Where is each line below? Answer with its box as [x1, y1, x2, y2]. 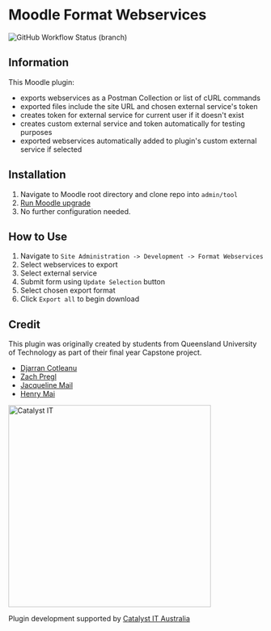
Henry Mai [19, 389, 55, 399]
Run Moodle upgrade [19, 198, 91, 208]
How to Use [8, 229, 68, 243]
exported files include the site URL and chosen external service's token [19, 101, 258, 111]
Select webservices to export [19, 260, 119, 270]
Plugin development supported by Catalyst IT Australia [8, 614, 190, 624]
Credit [8, 318, 40, 331]
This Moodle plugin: [8, 77, 75, 86]
